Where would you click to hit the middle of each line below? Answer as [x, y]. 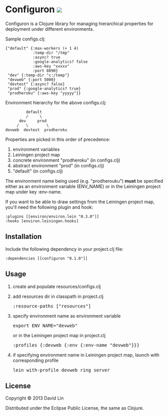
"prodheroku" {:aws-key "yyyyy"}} [44, 93]
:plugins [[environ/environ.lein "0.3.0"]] [52, 216]
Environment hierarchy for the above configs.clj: [56, 102]
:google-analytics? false [60, 62]
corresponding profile [35, 360]
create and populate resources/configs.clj [57, 286]
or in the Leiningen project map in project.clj [59, 335]
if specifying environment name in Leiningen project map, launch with [86, 355]
